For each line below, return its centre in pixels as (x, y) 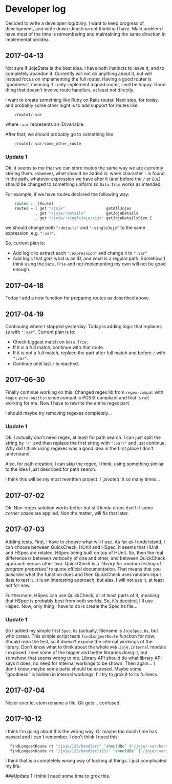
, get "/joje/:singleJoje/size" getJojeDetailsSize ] (94, 218)
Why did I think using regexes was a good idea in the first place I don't (79, 448)
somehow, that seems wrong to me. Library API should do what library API (84, 658)
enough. (21, 270)
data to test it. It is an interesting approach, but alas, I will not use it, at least (85, 580)
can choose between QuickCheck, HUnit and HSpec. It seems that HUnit (82, 547)
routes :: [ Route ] (34, 203)
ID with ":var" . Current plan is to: (40, 332)
